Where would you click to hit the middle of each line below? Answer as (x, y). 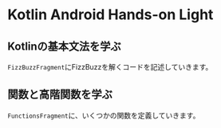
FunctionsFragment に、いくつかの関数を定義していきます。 (104, 115)
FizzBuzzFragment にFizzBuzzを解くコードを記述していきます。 (110, 67)
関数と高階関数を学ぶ (60, 95)
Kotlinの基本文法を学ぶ (64, 46)
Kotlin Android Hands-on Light (110, 15)
